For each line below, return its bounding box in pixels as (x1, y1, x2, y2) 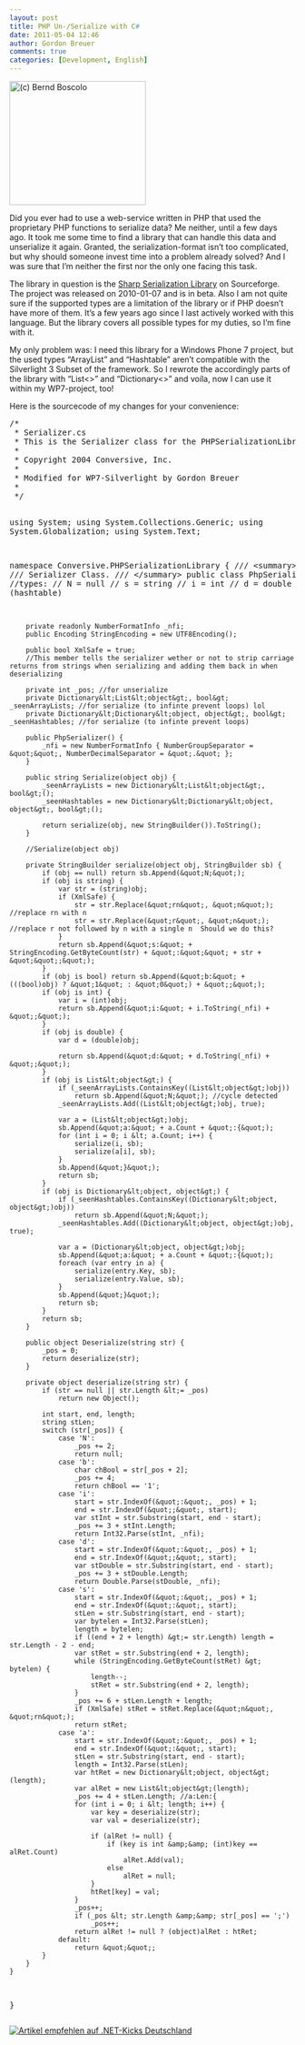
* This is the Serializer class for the (14, 437, 197, 447)
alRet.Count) (9, 1848, 59, 1857)
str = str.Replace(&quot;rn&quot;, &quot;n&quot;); (74, 901, 274, 910)
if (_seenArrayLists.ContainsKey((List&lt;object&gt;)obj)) (57, 1083, 290, 1093)
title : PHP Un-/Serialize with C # (9, 22, 141, 31)
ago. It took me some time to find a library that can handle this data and (9, 232, 277, 242)
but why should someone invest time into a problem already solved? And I (9, 251, 286, 262)
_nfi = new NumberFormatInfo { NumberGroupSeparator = (42, 741, 254, 751)
